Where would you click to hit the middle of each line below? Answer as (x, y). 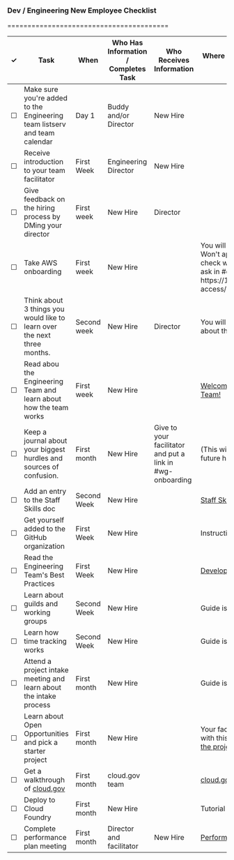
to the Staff (42, 500)
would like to (45, 318)
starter (35, 751)
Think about (44, 301)
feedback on (45, 199)
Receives (174, 60)
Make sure (41, 89)
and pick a (41, 743)
